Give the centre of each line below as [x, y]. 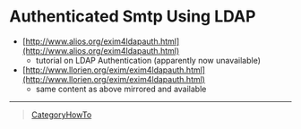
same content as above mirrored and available [121, 89]
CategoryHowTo [61, 115]
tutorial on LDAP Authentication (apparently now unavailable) [148, 60]
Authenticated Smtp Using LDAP [133, 17]
